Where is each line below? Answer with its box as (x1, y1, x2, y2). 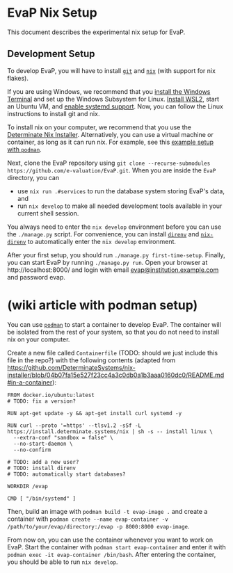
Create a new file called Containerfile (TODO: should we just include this (7, 348, 218, 357)
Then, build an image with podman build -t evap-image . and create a (7, 507, 208, 515)
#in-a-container (7, 378, 53, 387)
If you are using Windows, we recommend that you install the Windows (7, 87, 211, 95)
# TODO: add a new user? (7, 458, 79, 465)
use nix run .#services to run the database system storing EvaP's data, (17, 186, 225, 195)
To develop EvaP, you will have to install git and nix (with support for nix (7, 66, 216, 74)
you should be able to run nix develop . (7, 558, 118, 566)
